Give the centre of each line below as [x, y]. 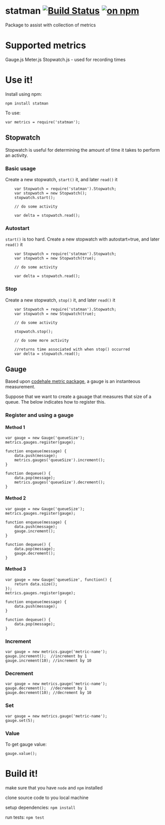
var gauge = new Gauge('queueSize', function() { [59, 580]
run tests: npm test [25, 817]
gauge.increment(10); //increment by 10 [49, 661]
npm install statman [27, 103]
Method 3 [16, 569]
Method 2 [16, 498]
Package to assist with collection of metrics [51, 25]
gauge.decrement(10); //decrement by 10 [49, 693]
